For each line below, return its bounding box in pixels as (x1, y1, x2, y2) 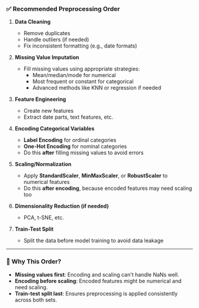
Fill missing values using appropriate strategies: (23, 65, 140, 72)
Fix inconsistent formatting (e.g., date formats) (23, 42, 137, 49)
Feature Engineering (14, 96, 66, 103)
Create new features (23, 107, 74, 115)
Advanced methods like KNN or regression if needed (32, 84, 162, 91)
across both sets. (14, 296, 57, 303)
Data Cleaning (14, 18, 51, 26)
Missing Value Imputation (14, 54, 79, 61)
